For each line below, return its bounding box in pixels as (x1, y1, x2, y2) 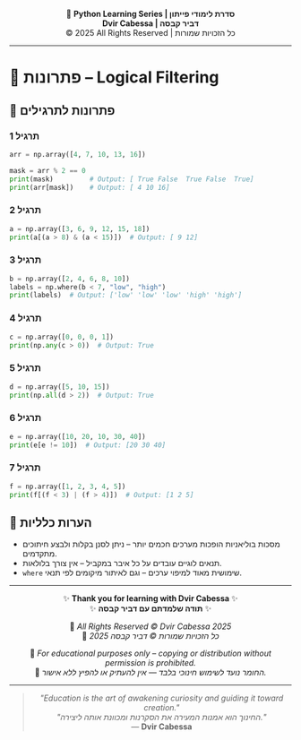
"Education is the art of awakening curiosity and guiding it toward (39, 693, 284, 703)
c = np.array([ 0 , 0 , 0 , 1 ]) (9, 332, 115, 341)
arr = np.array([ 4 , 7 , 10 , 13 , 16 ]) (9, 150, 146, 159)
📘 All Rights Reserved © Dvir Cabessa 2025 (69, 621, 232, 632)
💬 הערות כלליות (9, 515, 92, 530)
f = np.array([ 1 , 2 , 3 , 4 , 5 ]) (9, 482, 126, 491)
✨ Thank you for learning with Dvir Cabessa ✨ (62, 593, 239, 604)
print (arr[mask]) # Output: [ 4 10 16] (9, 183, 170, 192)
